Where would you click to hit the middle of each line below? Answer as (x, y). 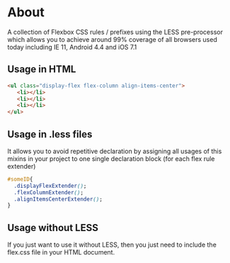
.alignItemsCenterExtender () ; (58, 199)
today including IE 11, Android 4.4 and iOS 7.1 (72, 47)
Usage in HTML (42, 69)
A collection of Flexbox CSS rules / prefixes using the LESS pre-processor (115, 32)
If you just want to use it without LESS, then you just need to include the (112, 245)
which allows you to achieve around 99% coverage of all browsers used (112, 39)
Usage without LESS (53, 228)
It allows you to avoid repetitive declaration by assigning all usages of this (115, 151)
